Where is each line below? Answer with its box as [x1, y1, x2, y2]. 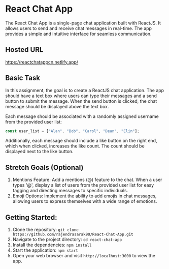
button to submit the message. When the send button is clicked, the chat [5, 98, 157, 104]
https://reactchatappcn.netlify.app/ [5, 59, 79, 65]
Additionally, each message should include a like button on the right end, [5, 138, 157, 144]
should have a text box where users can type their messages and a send [5, 93, 157, 99]
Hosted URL [5, 45, 44, 54]
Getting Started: [5, 213, 57, 222]
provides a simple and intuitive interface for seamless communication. [5, 31, 152, 37]
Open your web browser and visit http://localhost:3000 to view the [12, 253, 156, 259]
